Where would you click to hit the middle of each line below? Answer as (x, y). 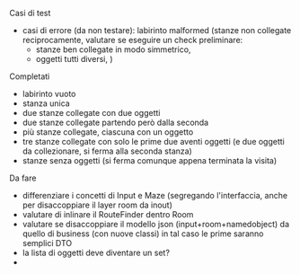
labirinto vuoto (49, 94)
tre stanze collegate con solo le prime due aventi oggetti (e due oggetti (154, 141)
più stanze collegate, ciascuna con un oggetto (108, 132)
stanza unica (46, 103)
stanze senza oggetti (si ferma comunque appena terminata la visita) (150, 160)
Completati (30, 76)
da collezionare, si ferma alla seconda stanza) (107, 151)
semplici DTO (47, 243)
